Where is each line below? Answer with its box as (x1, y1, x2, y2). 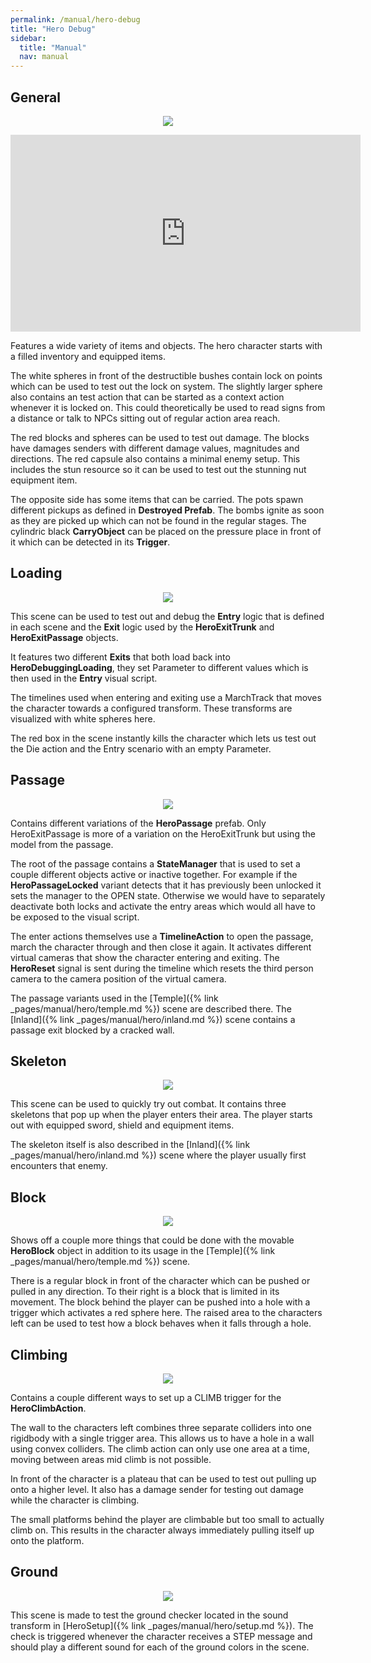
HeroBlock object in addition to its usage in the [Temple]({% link (10, 1245, 276, 1257)
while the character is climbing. (10, 1494, 140, 1506)
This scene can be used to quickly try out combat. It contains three (10, 1098, 287, 1110)
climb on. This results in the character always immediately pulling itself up (10, 1524, 315, 1536)
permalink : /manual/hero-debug (10, 14, 141, 25)
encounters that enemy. (10, 1160, 108, 1172)
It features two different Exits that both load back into (10, 651, 231, 663)
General (10, 89, 62, 106)
